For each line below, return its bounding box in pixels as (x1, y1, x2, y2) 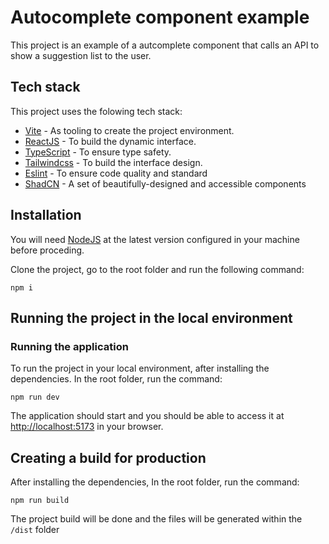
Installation (10, 207, 82, 224)
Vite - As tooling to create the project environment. (24, 124, 235, 136)
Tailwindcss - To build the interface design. (24, 156, 203, 168)
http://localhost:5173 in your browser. (10, 421, 164, 433)
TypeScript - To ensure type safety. (24, 146, 172, 158)
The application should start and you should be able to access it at (10, 410, 285, 422)
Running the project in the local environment (10, 309, 293, 326)
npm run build (10, 496, 70, 506)
